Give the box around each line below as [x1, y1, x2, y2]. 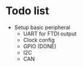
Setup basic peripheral [14, 24, 70, 31]
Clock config [23, 36, 55, 43]
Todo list [5, 4, 50, 18]
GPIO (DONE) [23, 43, 57, 50]
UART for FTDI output [23, 30, 77, 37]
